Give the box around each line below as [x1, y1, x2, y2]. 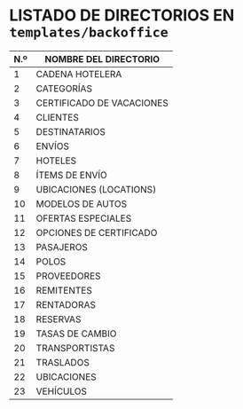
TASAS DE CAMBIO [35, 327, 117, 340]
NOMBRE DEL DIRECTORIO [43, 52, 161, 65]
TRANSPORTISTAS [35, 342, 115, 354]
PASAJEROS [35, 240, 89, 253]
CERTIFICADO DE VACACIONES [35, 97, 169, 109]
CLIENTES [35, 111, 80, 123]
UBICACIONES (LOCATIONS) [35, 183, 157, 195]
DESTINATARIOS [35, 125, 106, 138]
